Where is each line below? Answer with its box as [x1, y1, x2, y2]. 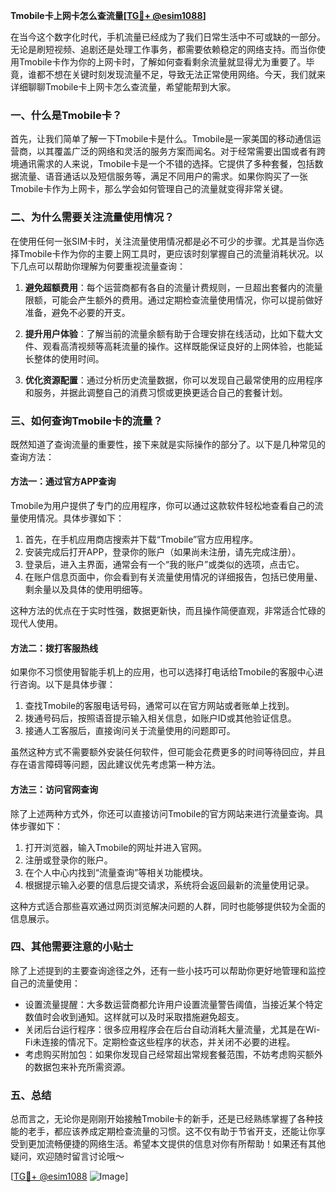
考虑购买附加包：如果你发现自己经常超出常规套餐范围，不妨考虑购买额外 [24, 1048, 323, 1060]
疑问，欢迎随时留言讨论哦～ [10, 1150, 125, 1163]
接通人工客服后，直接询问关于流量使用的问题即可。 [24, 725, 236, 737]
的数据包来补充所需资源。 [24, 1060, 131, 1073]
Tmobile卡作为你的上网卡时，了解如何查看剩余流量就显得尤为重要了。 [18, 56, 307, 68]
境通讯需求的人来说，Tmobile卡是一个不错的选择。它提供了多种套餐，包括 [10, 158, 315, 170]
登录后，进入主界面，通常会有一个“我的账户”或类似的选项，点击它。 [24, 559, 305, 571]
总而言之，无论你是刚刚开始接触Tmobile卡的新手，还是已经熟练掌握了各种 [10, 1113, 315, 1125]
